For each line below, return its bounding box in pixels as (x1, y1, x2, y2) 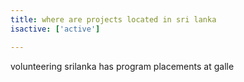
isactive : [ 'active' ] (10, 24, 101, 34)
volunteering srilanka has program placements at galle (10, 60, 235, 72)
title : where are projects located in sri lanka (10, 14, 217, 25)
